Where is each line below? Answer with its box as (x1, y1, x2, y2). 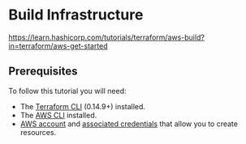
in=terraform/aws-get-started (8, 40, 108, 50)
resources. (19, 127, 57, 137)
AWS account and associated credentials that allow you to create (19, 119, 238, 129)
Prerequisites (8, 65, 78, 78)
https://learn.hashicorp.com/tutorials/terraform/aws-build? (8, 32, 205, 42)
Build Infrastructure (8, 6, 144, 24)
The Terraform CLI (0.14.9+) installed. (19, 101, 146, 111)
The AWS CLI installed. (19, 110, 97, 120)
